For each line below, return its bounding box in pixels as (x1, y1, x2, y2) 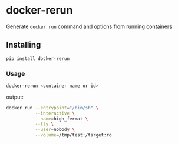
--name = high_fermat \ (35, 116, 88, 122)
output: (6, 93, 24, 101)
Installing (6, 40, 41, 50)
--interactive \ (35, 110, 75, 116)
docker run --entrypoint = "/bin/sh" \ (6, 105, 99, 110)
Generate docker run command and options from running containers (6, 23, 173, 30)
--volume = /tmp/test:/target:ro (35, 132, 112, 138)
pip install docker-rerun (6, 55, 70, 62)
